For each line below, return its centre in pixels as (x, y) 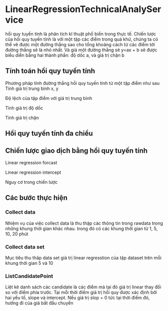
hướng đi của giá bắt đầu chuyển (39, 303)
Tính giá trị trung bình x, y (32, 88)
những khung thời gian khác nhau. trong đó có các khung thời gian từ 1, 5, (81, 228)
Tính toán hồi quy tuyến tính (50, 71)
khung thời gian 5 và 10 (29, 263)
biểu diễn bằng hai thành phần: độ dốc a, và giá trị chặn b (65, 55)
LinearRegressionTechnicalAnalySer (83, 9)
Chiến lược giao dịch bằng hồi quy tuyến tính (76, 150)
